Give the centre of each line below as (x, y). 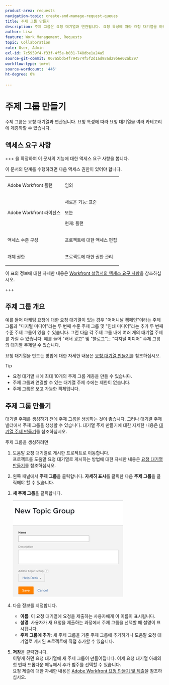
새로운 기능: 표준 (81, 202)
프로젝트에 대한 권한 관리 (89, 257)
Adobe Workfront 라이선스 (34, 212)
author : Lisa (19, 32)
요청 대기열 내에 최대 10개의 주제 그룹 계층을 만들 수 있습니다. (72, 376)
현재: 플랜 (74, 223)
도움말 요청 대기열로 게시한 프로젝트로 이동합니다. (61, 453)
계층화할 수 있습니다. (31, 128)
